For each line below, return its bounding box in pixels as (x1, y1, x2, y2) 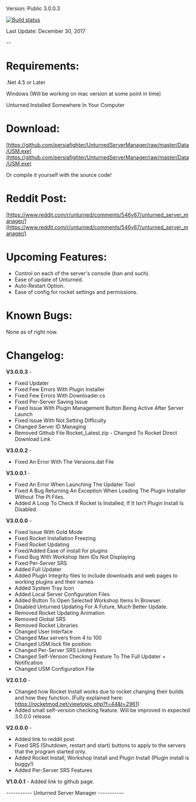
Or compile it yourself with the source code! (6, 171, 112, 178)
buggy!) (14, 760, 34, 767)
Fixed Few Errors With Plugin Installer (14, 386, 105, 393)
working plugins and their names (14, 578, 94, 585)
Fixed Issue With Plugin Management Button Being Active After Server (14, 404, 184, 412)
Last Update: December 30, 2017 (6, 28, 86, 35)
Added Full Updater (14, 565, 62, 573)
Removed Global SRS (14, 615, 66, 622)
